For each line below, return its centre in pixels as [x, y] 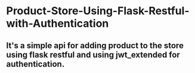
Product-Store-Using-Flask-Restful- [98, 11]
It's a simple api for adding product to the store [95, 45]
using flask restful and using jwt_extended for [93, 55]
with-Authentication [58, 23]
